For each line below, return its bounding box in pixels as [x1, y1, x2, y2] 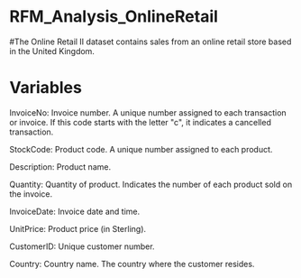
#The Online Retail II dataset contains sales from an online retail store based [9, 36, 292, 47]
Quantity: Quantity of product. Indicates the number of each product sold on [9, 179, 293, 190]
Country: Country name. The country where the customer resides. [9, 258, 255, 269]
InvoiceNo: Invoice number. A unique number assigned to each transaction [9, 107, 287, 118]
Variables [9, 78, 83, 98]
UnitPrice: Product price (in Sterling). [9, 223, 147, 234]
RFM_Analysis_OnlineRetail [9, 6, 219, 27]
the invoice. [9, 188, 52, 199]
